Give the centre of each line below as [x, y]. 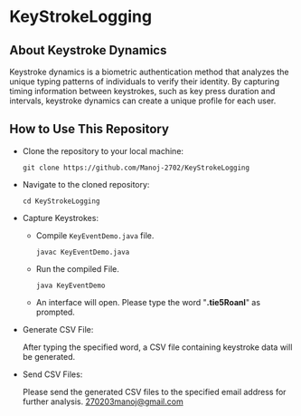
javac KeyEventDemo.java [83, 252]
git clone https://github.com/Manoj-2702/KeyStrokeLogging [136, 168]
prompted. [55, 312]
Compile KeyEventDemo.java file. [95, 235]
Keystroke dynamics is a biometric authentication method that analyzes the [149, 72]
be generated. [48, 356]
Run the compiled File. [77, 268]
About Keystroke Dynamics [88, 50]
